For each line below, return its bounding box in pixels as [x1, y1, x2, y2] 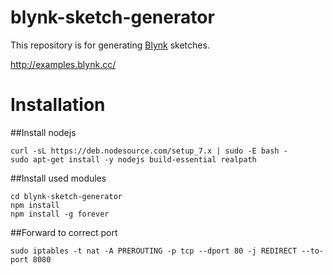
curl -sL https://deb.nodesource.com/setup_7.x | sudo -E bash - [10, 146, 288, 156]
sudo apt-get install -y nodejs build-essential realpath [10, 154, 257, 165]
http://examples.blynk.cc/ [10, 58, 117, 70]
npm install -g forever [10, 209, 110, 219]
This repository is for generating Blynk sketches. [10, 39, 210, 51]
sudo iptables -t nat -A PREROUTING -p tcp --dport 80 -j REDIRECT [10, 246, 298, 256]
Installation [10, 94, 106, 116]
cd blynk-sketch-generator [10, 191, 123, 201]
